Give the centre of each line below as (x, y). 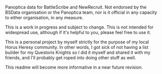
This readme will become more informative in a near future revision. (74, 67)
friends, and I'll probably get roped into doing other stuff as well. (71, 58)
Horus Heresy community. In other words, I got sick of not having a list (77, 47)
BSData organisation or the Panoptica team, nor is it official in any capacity (81, 12)
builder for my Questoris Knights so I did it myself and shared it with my (78, 52)
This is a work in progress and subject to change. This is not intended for (80, 27)
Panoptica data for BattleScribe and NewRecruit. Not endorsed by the (76, 7)
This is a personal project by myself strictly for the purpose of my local (77, 42)
